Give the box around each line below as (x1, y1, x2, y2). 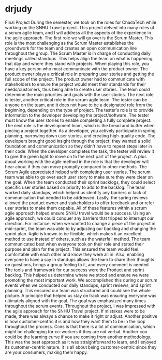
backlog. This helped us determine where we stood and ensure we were (5, 272, 149, 278)
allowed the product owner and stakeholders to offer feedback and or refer (5, 200, 155, 206)
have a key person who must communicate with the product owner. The (5, 65, 148, 71)
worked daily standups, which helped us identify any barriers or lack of (5, 189, 147, 195)
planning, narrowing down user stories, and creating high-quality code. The (5, 132, 156, 139)
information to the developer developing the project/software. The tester (5, 112, 149, 118)
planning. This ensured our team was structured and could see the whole (5, 287, 151, 293)
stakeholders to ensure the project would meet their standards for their (5, 81, 146, 87)
